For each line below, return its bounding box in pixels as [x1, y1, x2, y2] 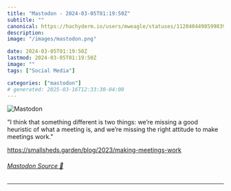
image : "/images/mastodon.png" [7, 36, 97, 43]
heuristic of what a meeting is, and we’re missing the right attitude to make [7, 125, 219, 134]
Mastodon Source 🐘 [7, 161, 64, 170]
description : [7, 29, 45, 36]
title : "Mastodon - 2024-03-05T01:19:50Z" [7, 10, 131, 17]
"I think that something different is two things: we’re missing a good [7, 118, 198, 126]
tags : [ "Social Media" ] [7, 67, 76, 74]
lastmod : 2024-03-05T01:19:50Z [7, 54, 97, 62]
